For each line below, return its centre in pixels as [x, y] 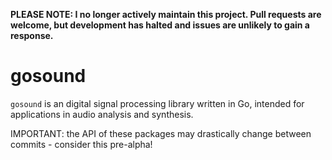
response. [32, 35]
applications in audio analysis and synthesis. [102, 114]
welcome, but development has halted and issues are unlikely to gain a [160, 25]
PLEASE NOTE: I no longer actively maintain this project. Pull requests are [166, 14]
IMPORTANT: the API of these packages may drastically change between [161, 133]
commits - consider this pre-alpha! [81, 144]
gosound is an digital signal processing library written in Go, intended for [157, 103]
